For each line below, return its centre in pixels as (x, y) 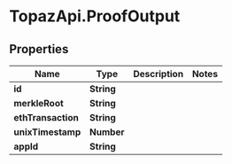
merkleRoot (39, 103)
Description (158, 74)
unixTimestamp (47, 132)
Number (107, 132)
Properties (39, 49)
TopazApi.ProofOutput (95, 16)
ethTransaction (46, 117)
